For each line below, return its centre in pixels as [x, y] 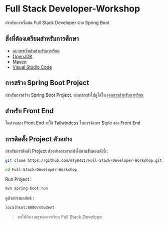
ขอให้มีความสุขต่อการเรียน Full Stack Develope [60, 216]
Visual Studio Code [32, 67]
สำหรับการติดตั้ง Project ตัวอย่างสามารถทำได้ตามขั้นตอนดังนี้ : [57, 151]
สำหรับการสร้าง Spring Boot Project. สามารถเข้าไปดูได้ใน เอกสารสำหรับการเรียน [74, 95]
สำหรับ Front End [29, 111]
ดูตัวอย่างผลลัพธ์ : [20, 198]
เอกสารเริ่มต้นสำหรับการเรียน [36, 51]
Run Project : [18, 179]
